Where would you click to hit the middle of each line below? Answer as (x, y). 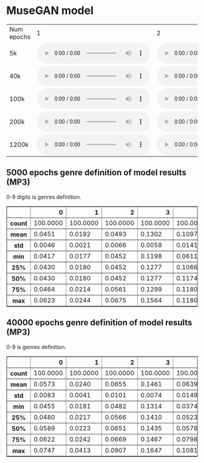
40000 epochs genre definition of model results (99, 323)
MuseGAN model (50, 11)
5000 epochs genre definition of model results (97, 173)
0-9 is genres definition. (36, 347)
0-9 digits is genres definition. (44, 197)
